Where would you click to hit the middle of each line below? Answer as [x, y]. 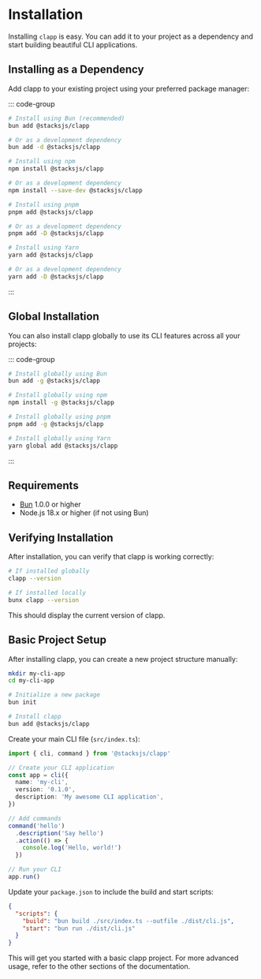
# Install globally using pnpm [60, 417]
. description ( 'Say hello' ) [60, 833]
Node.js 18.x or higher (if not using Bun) [84, 513]
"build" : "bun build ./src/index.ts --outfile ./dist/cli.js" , [129, 921]
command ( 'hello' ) [37, 826]
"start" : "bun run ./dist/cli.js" [79, 929]
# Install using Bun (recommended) [67, 118]
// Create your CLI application [61, 768]
